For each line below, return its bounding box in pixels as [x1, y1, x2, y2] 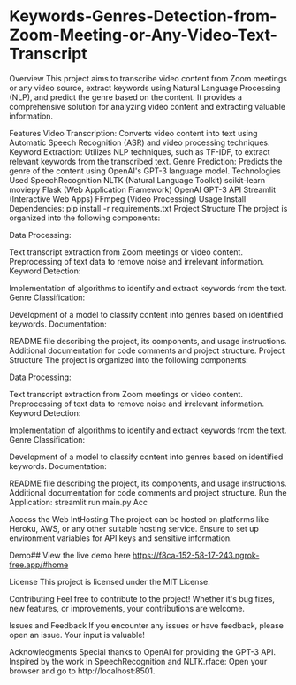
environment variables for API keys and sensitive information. [9, 533, 232, 543]
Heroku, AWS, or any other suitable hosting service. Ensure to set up [9, 523, 259, 534]
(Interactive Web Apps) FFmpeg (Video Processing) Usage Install [9, 193, 247, 204]
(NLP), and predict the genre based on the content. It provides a [9, 91, 243, 103]
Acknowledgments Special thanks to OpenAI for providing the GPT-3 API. [9, 646, 277, 657]
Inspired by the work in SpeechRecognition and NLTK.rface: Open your [9, 656, 268, 666]
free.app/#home [9, 559, 69, 570]
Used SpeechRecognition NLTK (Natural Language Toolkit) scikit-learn [9, 174, 266, 185]
